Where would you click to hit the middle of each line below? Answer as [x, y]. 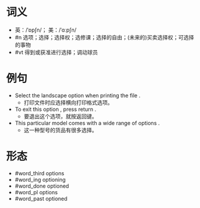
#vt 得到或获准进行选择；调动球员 [56, 52]
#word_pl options [36, 192]
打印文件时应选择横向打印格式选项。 [68, 103]
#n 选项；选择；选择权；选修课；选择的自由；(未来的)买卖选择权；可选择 [104, 37]
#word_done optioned [42, 186]
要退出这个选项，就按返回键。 [60, 116]
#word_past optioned [41, 198]
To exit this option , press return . [56, 109]
